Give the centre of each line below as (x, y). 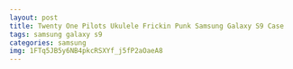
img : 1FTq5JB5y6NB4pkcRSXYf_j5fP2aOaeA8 (87, 51)
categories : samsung (48, 43)
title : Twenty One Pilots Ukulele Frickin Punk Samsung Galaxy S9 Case (146, 26)
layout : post (34, 17)
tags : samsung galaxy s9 (56, 34)
